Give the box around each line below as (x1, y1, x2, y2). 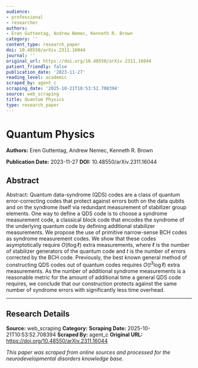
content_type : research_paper (6, 42, 81, 48)
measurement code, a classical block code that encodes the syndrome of (6, 216, 184, 223)
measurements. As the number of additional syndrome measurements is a (6, 267, 186, 275)
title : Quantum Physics (6, 96, 65, 102)
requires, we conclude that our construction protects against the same (6, 280, 177, 287)
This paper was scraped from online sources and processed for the (6, 349, 171, 356)
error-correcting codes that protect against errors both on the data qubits (6, 197, 184, 204)
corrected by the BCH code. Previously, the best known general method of (6, 254, 187, 261)
